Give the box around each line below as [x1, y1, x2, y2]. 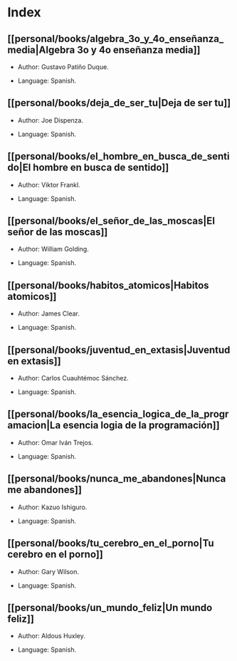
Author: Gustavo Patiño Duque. [17, 63, 109, 71]
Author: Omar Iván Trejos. [17, 438, 94, 447]
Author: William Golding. [17, 245, 89, 254]
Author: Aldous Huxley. [17, 632, 85, 640]
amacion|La [7, 420, 61, 432]
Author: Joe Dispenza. [17, 115, 84, 125]
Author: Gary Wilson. [17, 567, 80, 576]
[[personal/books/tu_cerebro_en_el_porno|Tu [7, 537, 214, 549]
